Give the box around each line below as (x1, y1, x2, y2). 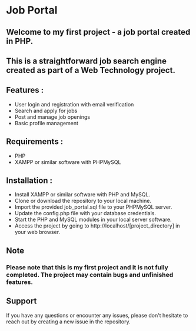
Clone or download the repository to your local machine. (14, 198, 152, 205)
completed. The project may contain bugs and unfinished (6, 270, 174, 279)
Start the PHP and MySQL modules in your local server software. (14, 216, 172, 223)
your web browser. (14, 229, 61, 236)
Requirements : (6, 136, 64, 147)
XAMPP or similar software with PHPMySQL (14, 158, 121, 165)
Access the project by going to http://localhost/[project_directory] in (14, 222, 181, 229)
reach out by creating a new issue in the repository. (6, 318, 131, 325)
